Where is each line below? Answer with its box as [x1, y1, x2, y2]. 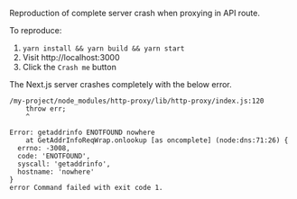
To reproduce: [9, 25, 62, 35]
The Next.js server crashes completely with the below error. [9, 79, 232, 89]
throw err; [25, 104, 67, 113]
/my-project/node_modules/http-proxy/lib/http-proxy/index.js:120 [9, 96, 265, 105]
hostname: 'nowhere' [17, 167, 95, 176]
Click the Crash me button [22, 62, 117, 72]
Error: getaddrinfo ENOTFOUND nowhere [9, 128, 155, 137]
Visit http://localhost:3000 [22, 52, 120, 62]
